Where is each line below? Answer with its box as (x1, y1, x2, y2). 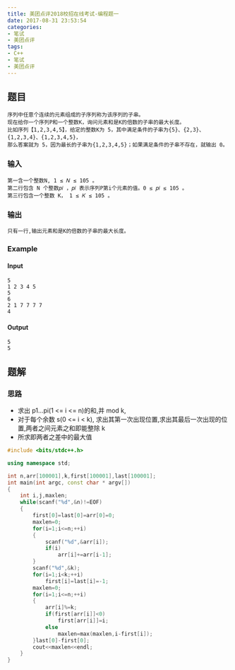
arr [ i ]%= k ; (44, 604, 78, 611)
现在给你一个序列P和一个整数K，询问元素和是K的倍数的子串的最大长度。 (7, 119, 185, 126)
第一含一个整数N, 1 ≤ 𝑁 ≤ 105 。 (7, 177, 98, 184)
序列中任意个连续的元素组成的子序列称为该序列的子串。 (7, 111, 145, 119)
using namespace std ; (7, 459, 71, 467)
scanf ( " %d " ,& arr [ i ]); (44, 538, 109, 545)
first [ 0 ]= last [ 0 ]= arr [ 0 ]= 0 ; (32, 512, 115, 519)
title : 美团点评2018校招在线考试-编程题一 (7, 10, 119, 18)
